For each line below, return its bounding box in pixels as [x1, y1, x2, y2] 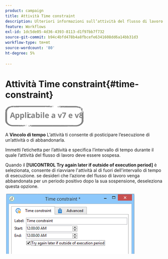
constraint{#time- [62, 78, 139, 90]
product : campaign [5, 8, 44, 13]
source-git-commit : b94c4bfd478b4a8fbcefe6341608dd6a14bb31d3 [5, 35, 138, 40]
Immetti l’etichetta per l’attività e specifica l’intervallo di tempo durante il [5, 147, 154, 153]
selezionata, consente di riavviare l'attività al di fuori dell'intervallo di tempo [5, 167, 161, 173]
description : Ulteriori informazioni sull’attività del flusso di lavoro [5, 19, 163, 24]
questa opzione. [5, 183, 39, 189]
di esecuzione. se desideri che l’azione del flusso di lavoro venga [5, 173, 140, 179]
